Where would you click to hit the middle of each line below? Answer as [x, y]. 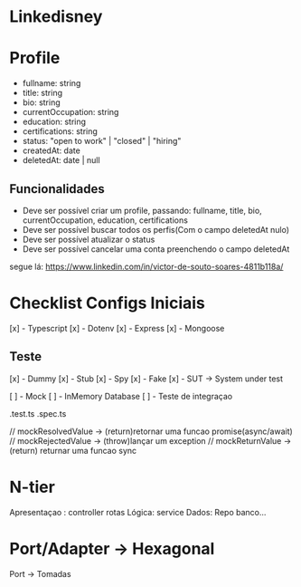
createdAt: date [52, 150]
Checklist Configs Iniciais [108, 303]
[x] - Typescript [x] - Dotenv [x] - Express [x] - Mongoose [117, 328]
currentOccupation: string [71, 112]
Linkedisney [56, 17]
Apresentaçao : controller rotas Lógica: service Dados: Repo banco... [138, 512]
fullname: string [52, 83]
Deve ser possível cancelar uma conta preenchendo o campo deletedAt [156, 249]
